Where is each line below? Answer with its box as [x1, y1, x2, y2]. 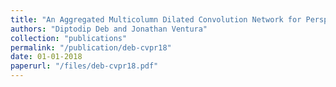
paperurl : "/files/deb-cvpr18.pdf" [10, 61, 159, 71]
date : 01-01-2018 [10, 52, 83, 62]
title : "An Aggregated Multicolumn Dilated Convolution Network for [10, 14, 302, 25]
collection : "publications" [10, 33, 128, 43]
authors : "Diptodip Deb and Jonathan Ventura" [10, 24, 208, 34]
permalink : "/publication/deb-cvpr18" [10, 42, 172, 53]
